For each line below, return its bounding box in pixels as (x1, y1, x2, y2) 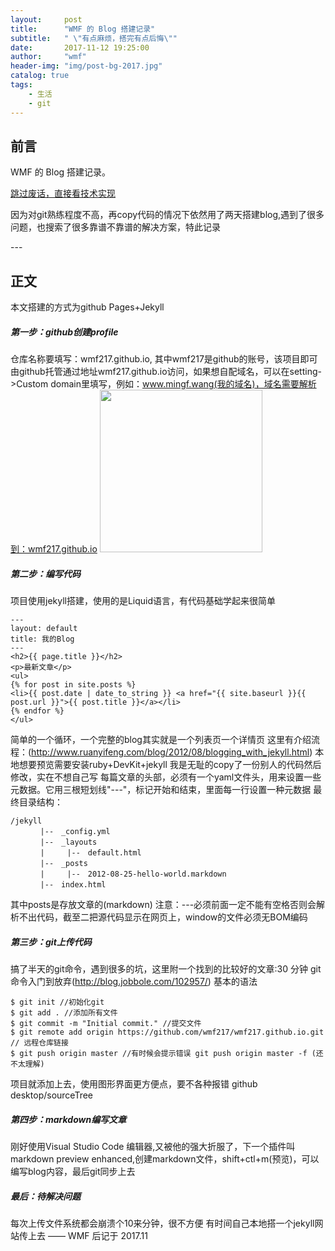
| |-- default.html (39, 848, 142, 858)
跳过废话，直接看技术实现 (10, 187, 116, 200)
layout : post (10, 14, 83, 25)
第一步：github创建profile (10, 326, 119, 338)
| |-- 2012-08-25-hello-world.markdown (39, 869, 227, 880)
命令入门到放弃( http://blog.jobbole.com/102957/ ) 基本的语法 (10, 976, 258, 988)
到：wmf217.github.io (10, 543, 98, 555)
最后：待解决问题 (10, 1190, 81, 1202)
